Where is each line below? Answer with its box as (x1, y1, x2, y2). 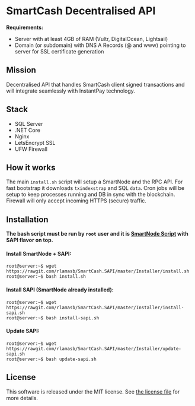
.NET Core (14, 126, 40, 134)
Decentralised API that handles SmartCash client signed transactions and (6, 81, 185, 88)
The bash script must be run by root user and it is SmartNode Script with (6, 230, 188, 237)
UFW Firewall (14, 145, 47, 153)
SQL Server (14, 120, 43, 127)
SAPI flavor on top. (6, 236, 53, 244)
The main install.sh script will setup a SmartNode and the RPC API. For (6, 178, 183, 185)
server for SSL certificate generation (14, 47, 104, 55)
